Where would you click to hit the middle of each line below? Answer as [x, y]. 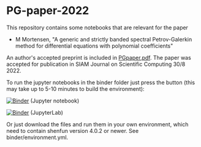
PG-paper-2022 [48, 11]
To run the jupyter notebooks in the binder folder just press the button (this [100, 82]
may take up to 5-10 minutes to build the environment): [76, 88]
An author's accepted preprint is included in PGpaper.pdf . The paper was [99, 57]
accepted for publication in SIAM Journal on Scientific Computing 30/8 [96, 64]
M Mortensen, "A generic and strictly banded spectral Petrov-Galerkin [104, 39]
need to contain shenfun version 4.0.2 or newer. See [73, 131]
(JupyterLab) [47, 112]
